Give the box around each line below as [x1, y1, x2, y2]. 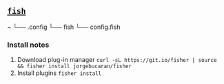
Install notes [7, 40, 50, 50]
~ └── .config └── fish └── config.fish [7, 23, 121, 31]
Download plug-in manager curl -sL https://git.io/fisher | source [17, 56, 217, 64]
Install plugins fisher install [17, 69, 102, 77]
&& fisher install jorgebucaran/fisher [17, 63, 132, 70]
